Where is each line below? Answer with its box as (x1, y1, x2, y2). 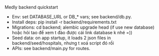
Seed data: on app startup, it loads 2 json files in (11, 35, 111, 41)
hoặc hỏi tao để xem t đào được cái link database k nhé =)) (11, 30, 133, 35)
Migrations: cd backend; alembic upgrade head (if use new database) (11, 24, 155, 30)
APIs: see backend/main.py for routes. (11, 46, 90, 51)
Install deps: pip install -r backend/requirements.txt (11, 19, 117, 25)
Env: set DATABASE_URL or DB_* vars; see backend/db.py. (11, 14, 132, 19)
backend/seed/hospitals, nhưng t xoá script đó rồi (11, 40, 114, 46)
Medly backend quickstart (4, 4, 58, 10)
